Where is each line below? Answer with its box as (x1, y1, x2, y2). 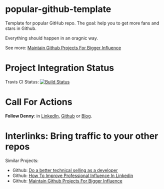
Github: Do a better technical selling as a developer (12, 167, 118, 173)
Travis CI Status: (5, 78, 39, 84)
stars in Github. (5, 25, 36, 31)
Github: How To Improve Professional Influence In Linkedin (12, 172, 133, 178)
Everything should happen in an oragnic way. (5, 35, 98, 41)
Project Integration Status (5, 62, 114, 73)
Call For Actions (5, 96, 72, 108)
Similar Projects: (5, 157, 39, 163)
